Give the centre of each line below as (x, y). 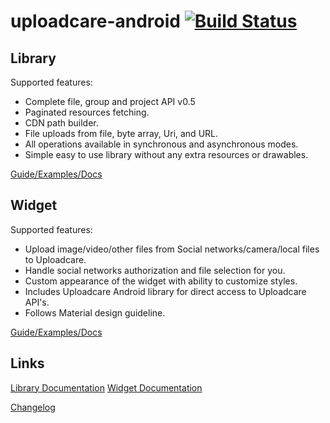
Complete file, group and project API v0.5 (110, 101)
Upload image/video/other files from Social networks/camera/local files (172, 249)
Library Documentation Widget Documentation (106, 387)
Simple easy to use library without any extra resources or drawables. (166, 154)
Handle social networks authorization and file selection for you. (155, 270)
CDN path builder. (61, 123)
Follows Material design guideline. (95, 312)
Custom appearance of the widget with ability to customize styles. (161, 281)
